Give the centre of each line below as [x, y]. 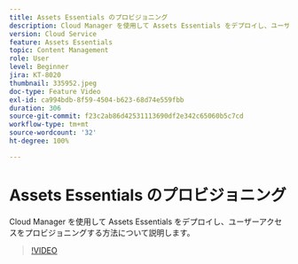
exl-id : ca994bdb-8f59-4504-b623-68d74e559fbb [97, 100]
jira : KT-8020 [35, 75]
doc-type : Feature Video [55, 91]
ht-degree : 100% [39, 141]
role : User [29, 58]
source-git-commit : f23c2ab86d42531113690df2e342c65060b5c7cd [126, 116]
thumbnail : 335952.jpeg [53, 83]
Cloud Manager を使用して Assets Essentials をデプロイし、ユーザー [134, 221]
